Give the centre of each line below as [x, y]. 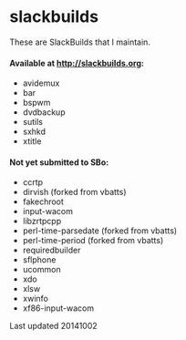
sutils [33, 122]
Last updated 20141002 [53, 326]
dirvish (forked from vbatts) [74, 192]
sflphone [39, 260]
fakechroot [43, 201]
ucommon [41, 270]
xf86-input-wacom [58, 308]
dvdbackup [44, 112]
